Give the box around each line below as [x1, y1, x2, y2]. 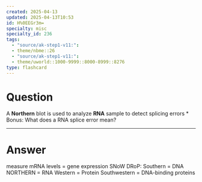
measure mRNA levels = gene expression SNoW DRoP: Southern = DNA [6, 163, 184, 170]
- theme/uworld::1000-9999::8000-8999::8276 [11, 59, 125, 65]
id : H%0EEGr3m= [6, 20, 44, 26]
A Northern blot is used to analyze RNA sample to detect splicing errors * [6, 110, 189, 117]
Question [6, 90, 53, 104]
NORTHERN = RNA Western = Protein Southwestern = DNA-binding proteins [6, 169, 195, 177]
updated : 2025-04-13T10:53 [6, 14, 74, 20]
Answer [6, 143, 46, 156]
